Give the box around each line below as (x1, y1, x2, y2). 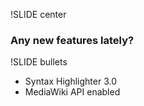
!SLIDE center (10, 9, 67, 20)
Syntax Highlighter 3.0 (24, 75, 117, 88)
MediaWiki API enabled (24, 86, 121, 98)
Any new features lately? (10, 33, 135, 47)
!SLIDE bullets (10, 56, 68, 68)
